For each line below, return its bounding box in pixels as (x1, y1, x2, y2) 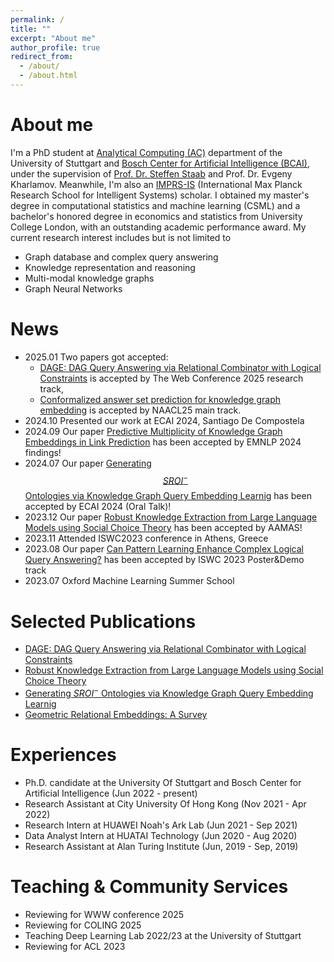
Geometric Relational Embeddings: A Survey (24, 709, 208, 720)
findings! (24, 446, 62, 458)
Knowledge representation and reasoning (24, 261, 196, 273)
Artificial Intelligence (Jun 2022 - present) (24, 787, 198, 799)
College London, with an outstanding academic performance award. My (10, 221, 307, 233)
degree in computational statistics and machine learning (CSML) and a (10, 199, 301, 211)
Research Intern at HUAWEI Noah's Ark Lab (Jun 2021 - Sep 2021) (24, 819, 298, 831)
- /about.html (19, 71, 78, 81)
